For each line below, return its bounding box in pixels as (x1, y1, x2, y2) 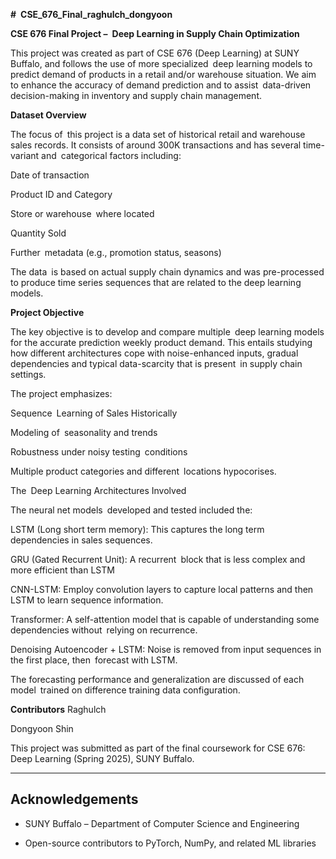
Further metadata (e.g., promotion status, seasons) (10, 247, 222, 258)
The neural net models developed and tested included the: (10, 504, 253, 516)
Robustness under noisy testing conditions (10, 446, 188, 458)
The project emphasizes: (10, 388, 113, 399)
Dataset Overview (10, 109, 87, 121)
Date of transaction (10, 169, 90, 181)
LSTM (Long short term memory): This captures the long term (10, 524, 265, 535)
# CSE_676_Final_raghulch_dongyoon (10, 9, 173, 20)
